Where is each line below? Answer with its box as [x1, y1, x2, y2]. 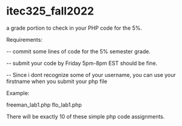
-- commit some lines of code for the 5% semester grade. [6, 47, 150, 55]
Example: [6, 89, 30, 96]
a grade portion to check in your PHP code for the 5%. [6, 24, 143, 31]
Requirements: [6, 36, 42, 43]
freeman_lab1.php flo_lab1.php [6, 101, 82, 108]
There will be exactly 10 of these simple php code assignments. [6, 113, 165, 120]
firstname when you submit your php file [6, 78, 107, 85]
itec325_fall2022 [6, 4, 94, 18]
